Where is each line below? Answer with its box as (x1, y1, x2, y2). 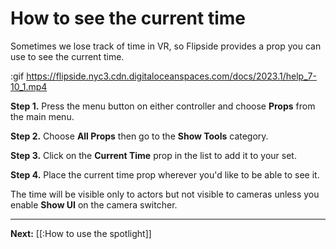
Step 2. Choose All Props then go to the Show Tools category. (10, 130, 269, 142)
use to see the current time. (10, 50, 125, 62)
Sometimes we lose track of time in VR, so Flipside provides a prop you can (10, 40, 322, 52)
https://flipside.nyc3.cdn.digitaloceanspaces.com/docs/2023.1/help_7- (26, 70, 317, 82)
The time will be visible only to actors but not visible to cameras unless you (10, 188, 320, 200)
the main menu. (10, 110, 75, 122)
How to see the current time (10, 7, 246, 30)
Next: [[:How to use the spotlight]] (10, 227, 152, 239)
